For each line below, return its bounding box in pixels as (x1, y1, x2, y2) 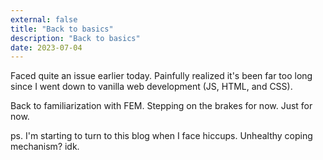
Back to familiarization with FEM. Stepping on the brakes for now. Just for (10, 100, 313, 112)
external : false (10, 14, 78, 25)
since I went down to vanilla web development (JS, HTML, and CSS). (10, 81, 293, 93)
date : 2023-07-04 (10, 42, 83, 53)
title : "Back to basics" (10, 24, 114, 34)
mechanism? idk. (10, 141, 80, 153)
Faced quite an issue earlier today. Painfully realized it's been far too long (10, 70, 313, 82)
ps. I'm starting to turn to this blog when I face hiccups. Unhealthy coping (10, 130, 313, 142)
